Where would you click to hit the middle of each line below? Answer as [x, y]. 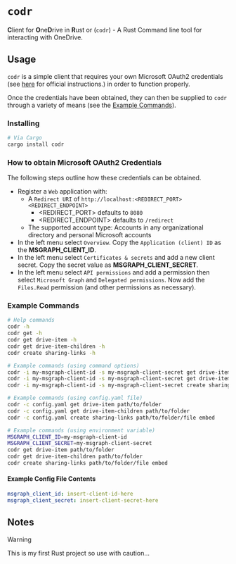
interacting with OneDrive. [45, 37]
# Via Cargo [25, 138]
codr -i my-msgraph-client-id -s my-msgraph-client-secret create [106, 385]
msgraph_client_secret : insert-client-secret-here [83, 500]
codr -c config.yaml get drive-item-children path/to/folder [99, 411]
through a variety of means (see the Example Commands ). [92, 105]
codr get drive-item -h [42, 340]
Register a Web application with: [62, 192]
